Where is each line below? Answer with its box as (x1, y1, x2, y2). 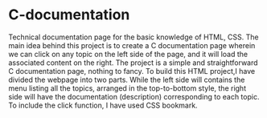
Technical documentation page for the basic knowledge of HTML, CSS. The (8, 32, 259, 42)
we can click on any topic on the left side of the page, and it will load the (8, 49, 248, 59)
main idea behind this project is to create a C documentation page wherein (8, 40, 256, 50)
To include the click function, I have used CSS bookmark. (8, 100, 199, 110)
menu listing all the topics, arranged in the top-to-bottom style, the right (8, 83, 247, 93)
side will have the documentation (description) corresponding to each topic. (8, 92, 260, 101)
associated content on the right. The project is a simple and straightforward (8, 58, 259, 67)
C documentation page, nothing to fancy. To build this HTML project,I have (8, 66, 256, 75)
